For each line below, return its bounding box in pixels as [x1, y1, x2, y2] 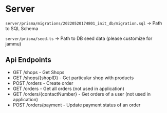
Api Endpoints [5, 56, 51, 64]
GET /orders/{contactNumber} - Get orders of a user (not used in [12, 91, 151, 97]
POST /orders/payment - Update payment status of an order [12, 102, 141, 108]
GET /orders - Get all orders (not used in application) [12, 85, 125, 92]
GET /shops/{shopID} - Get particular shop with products [12, 75, 134, 81]
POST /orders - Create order [12, 80, 73, 86]
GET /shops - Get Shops [12, 69, 65, 75]
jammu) [5, 40, 22, 47]
